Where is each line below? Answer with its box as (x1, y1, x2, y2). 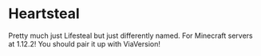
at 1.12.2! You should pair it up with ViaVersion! (8, 39, 161, 48)
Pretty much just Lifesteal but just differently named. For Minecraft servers (8, 31, 253, 40)
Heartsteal (8, 5, 80, 23)
